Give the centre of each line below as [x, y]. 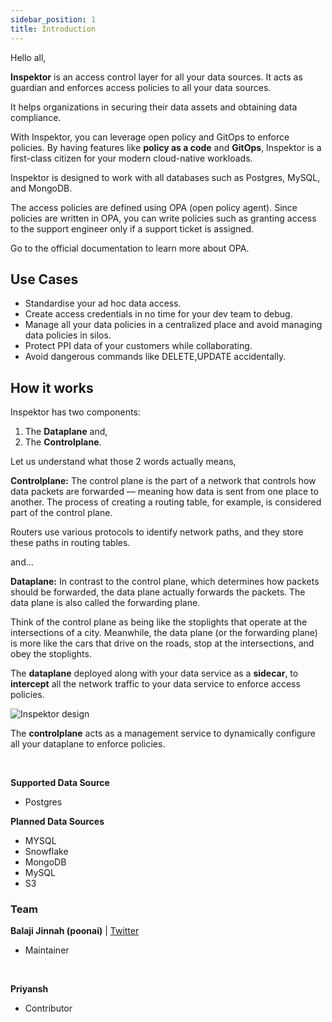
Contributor [48, 1008]
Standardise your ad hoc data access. [103, 303]
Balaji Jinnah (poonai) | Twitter [75, 931]
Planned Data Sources [57, 822]
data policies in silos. [68, 335]
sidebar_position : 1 [53, 19]
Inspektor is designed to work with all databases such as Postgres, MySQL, [165, 177]
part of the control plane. [61, 513]
